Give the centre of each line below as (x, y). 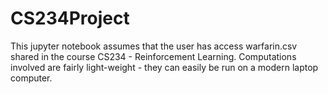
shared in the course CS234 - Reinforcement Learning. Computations (153, 56)
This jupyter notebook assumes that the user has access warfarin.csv (154, 46)
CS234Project (70, 18)
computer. (31, 78)
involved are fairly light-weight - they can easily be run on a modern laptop (164, 67)
